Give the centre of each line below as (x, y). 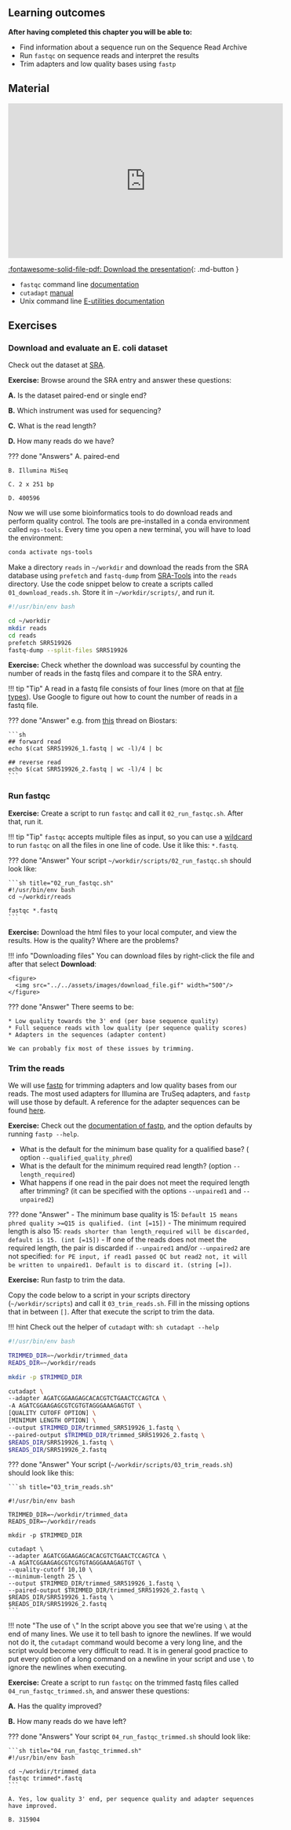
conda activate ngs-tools (50, 552)
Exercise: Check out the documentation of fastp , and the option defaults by (130, 1126)
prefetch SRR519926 (40, 643)
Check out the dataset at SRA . (57, 365)
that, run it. (26, 821)
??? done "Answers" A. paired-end (64, 457)
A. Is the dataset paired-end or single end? (78, 395)
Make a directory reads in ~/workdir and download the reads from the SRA (128, 567)
